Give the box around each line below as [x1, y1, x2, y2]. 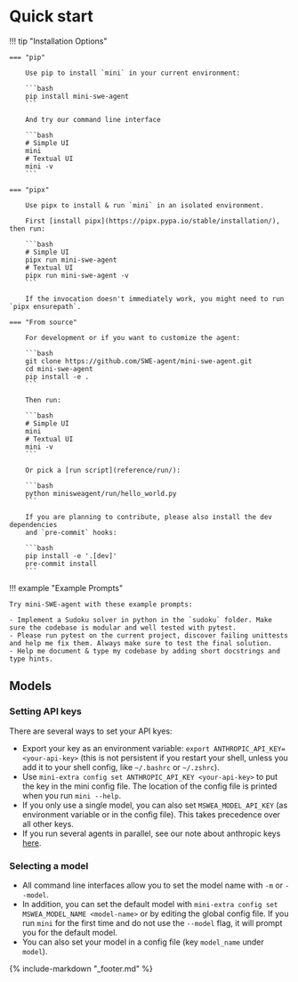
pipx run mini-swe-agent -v [25, 271, 129, 280]
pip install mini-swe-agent [25, 92, 129, 101]
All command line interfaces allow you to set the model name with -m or [21, 880, 283, 890]
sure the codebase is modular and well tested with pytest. [9, 623, 238, 632]
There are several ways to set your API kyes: [9, 726, 173, 736]
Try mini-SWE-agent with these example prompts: [9, 599, 193, 609]
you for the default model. [21, 927, 118, 937]
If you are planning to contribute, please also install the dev [25, 512, 273, 522]
